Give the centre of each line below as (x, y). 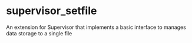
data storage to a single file (39, 33)
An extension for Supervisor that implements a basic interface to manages (96, 27)
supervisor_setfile (52, 11)
